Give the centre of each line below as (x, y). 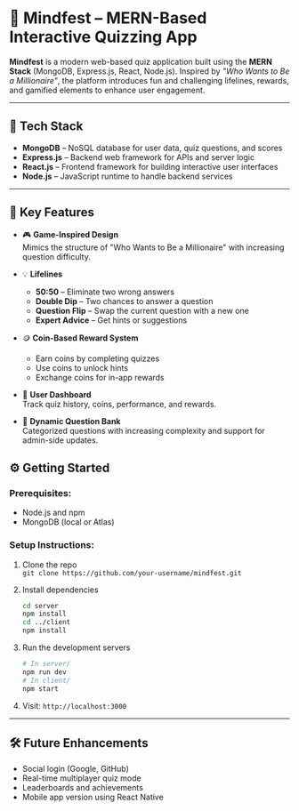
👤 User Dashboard (57, 394)
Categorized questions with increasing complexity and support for (143, 430)
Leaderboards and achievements (83, 788)
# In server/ (46, 664)
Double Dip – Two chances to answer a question (124, 301)
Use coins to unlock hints (82, 367)
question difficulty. (56, 256)
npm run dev (44, 672)
